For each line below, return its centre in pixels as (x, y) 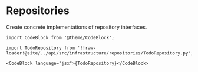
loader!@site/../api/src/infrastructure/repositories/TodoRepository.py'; (100, 53)
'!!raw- (87, 48)
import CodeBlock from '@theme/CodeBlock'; (60, 37)
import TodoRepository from (41, 48)
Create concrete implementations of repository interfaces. (77, 27)
